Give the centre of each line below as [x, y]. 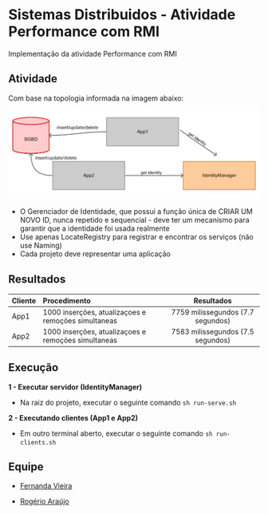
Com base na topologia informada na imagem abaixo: [96, 98]
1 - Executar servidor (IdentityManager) [75, 387]
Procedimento [67, 300]
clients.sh [38, 442]
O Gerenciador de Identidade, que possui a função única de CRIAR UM [136, 212]
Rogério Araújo [44, 501]
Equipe [26, 467]
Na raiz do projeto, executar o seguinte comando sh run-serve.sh [128, 402]
